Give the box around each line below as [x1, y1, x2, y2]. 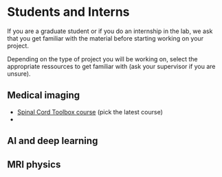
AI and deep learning [7, 135, 98, 147]
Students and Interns [7, 4, 130, 20]
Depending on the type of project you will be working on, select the [7, 54, 198, 63]
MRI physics [7, 158, 61, 170]
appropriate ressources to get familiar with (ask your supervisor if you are [7, 62, 216, 70]
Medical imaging [7, 90, 80, 101]
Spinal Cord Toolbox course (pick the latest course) [16, 107, 164, 116]
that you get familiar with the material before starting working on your [7, 34, 204, 42]
